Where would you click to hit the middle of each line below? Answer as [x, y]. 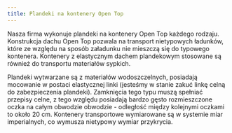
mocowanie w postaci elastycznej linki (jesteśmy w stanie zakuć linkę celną [116, 84]
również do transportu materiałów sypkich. [69, 63]
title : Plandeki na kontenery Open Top [66, 14]
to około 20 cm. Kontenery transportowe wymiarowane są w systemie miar [115, 114]
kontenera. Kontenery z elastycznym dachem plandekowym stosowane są [115, 56]
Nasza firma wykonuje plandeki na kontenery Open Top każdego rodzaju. [113, 34]
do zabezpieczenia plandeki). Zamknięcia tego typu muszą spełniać [105, 92]
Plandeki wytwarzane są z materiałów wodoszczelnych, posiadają [102, 77]
